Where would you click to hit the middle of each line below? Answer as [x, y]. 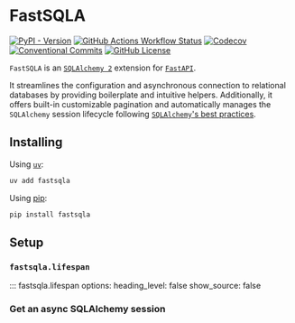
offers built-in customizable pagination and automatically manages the [140, 104]
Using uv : [27, 164]
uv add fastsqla [40, 180]
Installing [36, 142]
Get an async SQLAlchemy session [88, 309]
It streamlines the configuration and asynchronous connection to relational [148, 85]
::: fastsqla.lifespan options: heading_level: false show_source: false [135, 286]
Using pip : [28, 198]
